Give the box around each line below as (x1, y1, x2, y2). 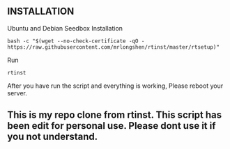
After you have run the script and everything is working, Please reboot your (7, 81, 224, 90)
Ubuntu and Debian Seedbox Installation (7, 24, 123, 32)
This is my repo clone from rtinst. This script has (7, 109, 222, 121)
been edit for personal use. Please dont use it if (7, 120, 216, 132)
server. (7, 88, 28, 97)
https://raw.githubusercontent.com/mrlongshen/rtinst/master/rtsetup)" (7, 43, 220, 51)
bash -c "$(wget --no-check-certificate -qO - (7, 38, 145, 45)
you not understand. (7, 131, 98, 143)
